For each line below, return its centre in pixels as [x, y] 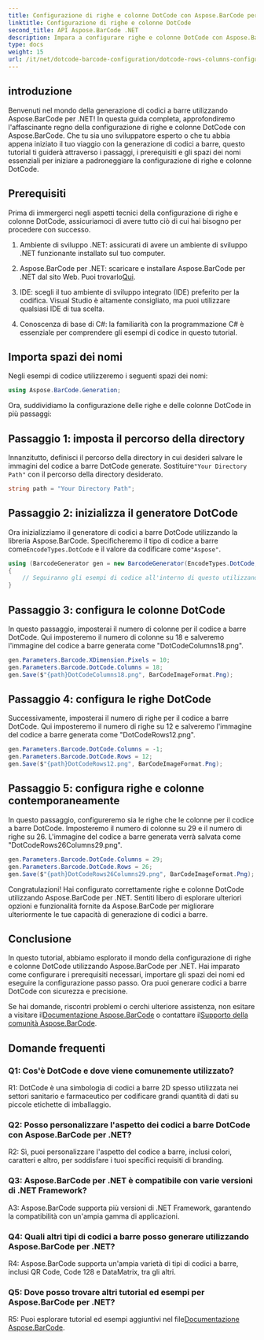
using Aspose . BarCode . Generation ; [65, 391]
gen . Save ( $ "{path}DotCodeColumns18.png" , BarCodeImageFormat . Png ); [121, 674]
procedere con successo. [49, 229]
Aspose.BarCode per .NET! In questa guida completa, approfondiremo [122, 118]
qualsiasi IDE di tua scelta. [62, 309]
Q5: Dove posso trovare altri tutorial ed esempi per [106, 1292]
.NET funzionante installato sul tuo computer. [92, 253]
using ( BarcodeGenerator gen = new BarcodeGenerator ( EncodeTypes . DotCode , [133, 563]
